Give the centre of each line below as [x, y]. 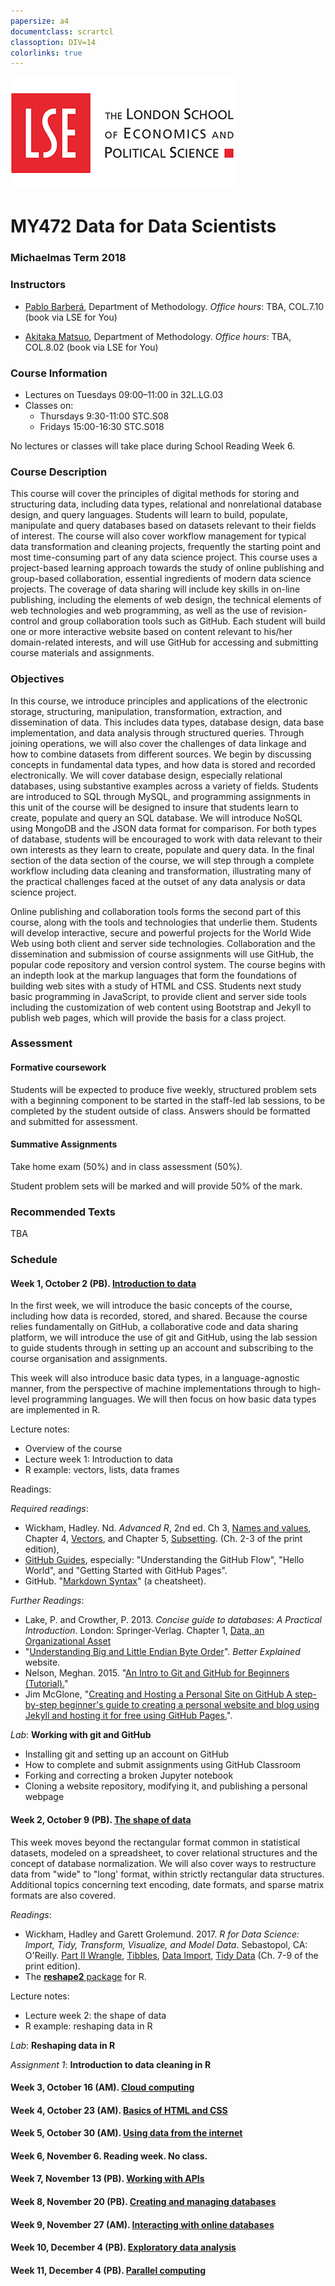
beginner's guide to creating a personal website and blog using [189, 1705]
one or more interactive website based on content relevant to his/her [151, 632]
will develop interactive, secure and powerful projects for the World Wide [161, 932]
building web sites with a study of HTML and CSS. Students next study [156, 986]
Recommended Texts [63, 1212]
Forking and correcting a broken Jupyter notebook [129, 1776]
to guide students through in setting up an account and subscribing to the [162, 1348]
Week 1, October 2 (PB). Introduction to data [103, 1283]
